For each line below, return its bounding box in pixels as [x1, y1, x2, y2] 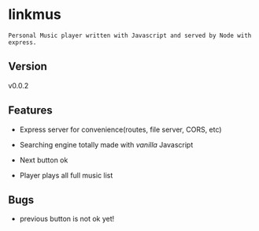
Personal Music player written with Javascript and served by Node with [8, 32, 252, 39]
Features [8, 104, 53, 117]
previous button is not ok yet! [19, 214, 115, 224]
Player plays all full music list [19, 170, 113, 180]
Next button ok [19, 155, 68, 165]
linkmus [8, 6, 61, 24]
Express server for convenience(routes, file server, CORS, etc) [19, 125, 222, 134]
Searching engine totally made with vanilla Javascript [19, 140, 194, 149]
